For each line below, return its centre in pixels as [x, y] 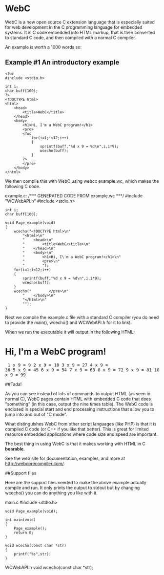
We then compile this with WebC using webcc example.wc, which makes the [82, 181]
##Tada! [13, 384]
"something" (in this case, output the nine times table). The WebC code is [79, 404]
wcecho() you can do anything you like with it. [51, 493]
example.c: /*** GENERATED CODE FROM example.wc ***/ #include [74, 195]
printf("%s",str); [32, 554]
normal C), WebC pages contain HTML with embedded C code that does [78, 399]
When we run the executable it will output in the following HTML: [70, 332]
